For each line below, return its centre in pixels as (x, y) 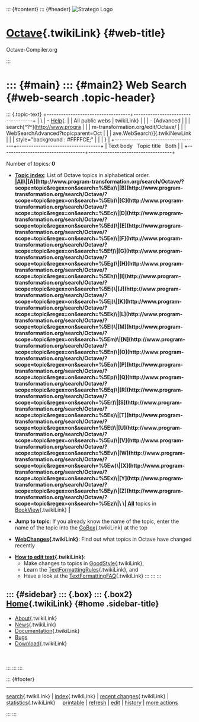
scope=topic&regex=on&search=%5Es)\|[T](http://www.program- (99, 415)
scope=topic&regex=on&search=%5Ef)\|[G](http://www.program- (99, 251)
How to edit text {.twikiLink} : (50, 557)
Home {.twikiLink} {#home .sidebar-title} (83, 604)
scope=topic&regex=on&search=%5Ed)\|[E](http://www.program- (99, 225)
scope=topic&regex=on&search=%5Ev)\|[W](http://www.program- (100, 453)
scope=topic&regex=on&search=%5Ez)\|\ (68, 503)
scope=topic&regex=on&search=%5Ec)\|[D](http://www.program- (99, 213)
